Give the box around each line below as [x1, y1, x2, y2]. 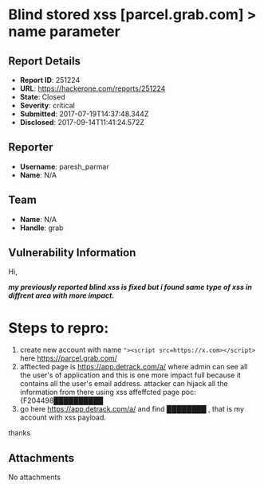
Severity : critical [19, 101, 76, 110]
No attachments [8, 472, 61, 482]
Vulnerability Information [8, 246, 136, 260]
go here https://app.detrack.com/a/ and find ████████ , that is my [19, 404, 245, 414]
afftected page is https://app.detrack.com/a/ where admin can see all [19, 362, 248, 372]
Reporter [8, 141, 53, 154]
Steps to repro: [8, 318, 109, 337]
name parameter [8, 22, 121, 41]
